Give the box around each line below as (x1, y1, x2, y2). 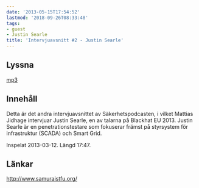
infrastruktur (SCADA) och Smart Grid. (6, 129, 102, 137)
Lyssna (6, 60, 34, 70)
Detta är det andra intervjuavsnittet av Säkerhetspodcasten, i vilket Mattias (6, 110, 194, 117)
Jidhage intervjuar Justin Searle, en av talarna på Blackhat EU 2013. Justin (6, 117, 193, 124)
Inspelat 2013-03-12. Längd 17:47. (6, 141, 91, 148)
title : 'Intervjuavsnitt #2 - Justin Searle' (6, 37, 124, 43)
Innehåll (6, 94, 38, 104)
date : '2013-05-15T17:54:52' (6, 9, 80, 15)
